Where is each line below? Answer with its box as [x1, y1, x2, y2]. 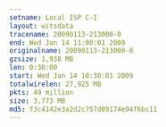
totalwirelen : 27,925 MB [9, 80, 102, 89]
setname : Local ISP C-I [9, 13, 98, 22]
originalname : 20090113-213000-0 [9, 47, 134, 55]
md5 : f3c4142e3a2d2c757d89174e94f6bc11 [9, 105, 158, 114]
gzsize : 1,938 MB [9, 55, 74, 63]
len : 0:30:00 [9, 63, 58, 72]
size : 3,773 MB [9, 96, 66, 106]
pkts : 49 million [9, 88, 74, 97]
